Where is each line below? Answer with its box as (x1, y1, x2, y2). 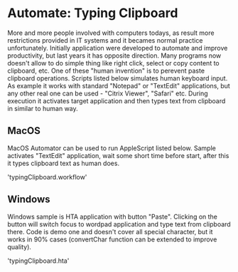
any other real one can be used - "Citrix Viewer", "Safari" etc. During (7, 89, 208, 98)
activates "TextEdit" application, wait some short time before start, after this (7, 151, 229, 159)
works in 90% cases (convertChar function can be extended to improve (7, 235, 217, 244)
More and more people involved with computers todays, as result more (7, 28, 215, 37)
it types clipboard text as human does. (7, 159, 119, 167)
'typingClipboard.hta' (7, 256, 70, 265)
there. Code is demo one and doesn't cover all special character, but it (7, 227, 213, 236)
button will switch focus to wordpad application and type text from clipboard (7, 219, 231, 229)
